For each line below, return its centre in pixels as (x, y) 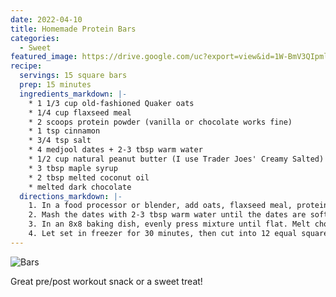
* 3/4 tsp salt (60, 141)
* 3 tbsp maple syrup (73, 168)
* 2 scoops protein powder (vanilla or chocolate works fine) (160, 122)
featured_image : (44, 57)
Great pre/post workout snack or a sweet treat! (106, 281)
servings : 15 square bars (73, 76)
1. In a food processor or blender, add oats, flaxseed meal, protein (178, 206)
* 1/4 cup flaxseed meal (80, 112)
